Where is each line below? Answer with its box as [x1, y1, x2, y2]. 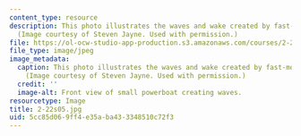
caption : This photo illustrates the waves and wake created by [17, 64, 262, 72]
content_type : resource [9, 13, 99, 22]
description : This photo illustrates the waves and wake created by [9, 21, 271, 30]
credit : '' [17, 80, 58, 89]
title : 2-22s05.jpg [9, 105, 82, 114]
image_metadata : [9, 55, 70, 64]
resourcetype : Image [9, 96, 87, 106]
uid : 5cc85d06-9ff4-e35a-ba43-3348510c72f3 [9, 113, 175, 122]
